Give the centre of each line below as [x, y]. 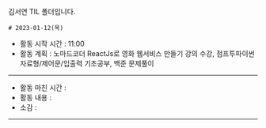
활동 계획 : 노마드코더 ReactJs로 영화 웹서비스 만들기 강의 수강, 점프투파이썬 [137, 53]
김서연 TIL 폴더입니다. [42, 11]
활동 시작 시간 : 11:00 [52, 43]
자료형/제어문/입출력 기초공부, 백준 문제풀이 [87, 63]
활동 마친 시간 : [43, 88]
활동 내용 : [36, 98]
